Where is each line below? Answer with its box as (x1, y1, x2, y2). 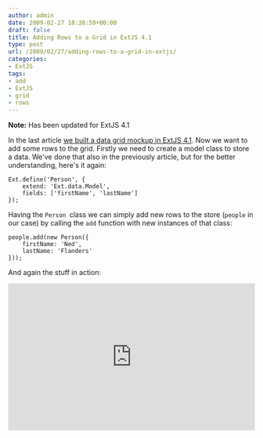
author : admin (8, 11, 55, 20)
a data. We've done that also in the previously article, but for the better (8, 152, 236, 161)
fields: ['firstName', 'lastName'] (22, 190, 139, 197)
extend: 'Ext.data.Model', (22, 183, 110, 190)
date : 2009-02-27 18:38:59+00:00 (8, 19, 117, 27)
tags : (8, 70, 26, 78)
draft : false (8, 26, 51, 34)
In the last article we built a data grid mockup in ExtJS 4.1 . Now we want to (8, 136, 248, 145)
